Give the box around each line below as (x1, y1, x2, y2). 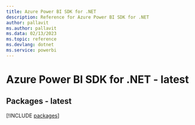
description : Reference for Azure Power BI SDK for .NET (6, 14, 149, 20)
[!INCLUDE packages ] (6, 112, 60, 119)
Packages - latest (6, 96, 72, 107)
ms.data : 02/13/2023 (6, 31, 57, 37)
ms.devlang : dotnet (6, 42, 54, 48)
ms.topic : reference (6, 36, 57, 42)
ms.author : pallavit (6, 25, 57, 31)
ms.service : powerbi (6, 47, 57, 53)
